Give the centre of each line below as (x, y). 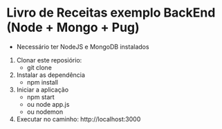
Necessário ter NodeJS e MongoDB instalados (83, 46)
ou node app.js (48, 104)
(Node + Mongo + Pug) (73, 27)
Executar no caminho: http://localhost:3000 (78, 119)
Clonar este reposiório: (49, 60)
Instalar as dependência (51, 75)
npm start (40, 97)
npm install (42, 82)
